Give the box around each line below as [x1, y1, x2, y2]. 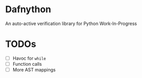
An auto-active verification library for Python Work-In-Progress [5, 20, 137, 27]
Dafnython [5, 4, 52, 15]
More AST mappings [12, 67, 56, 72]
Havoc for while [12, 55, 46, 61]
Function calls [12, 61, 42, 67]
